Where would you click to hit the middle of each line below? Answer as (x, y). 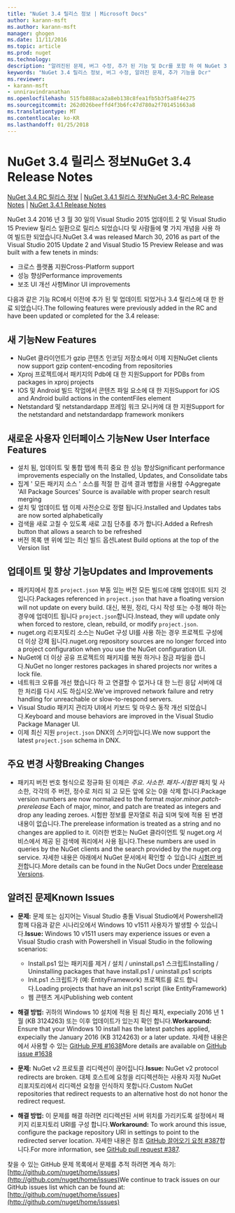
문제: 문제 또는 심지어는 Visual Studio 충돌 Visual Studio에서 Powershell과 (120, 916)
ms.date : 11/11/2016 (37, 40)
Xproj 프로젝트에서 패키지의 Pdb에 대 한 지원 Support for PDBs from (111, 374)
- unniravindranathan (39, 92)
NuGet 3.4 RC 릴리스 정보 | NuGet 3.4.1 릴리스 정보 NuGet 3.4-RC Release (111, 197)
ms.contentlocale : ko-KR (43, 118)
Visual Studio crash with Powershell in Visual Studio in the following (115, 941)
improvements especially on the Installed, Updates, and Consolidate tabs (122, 476)
